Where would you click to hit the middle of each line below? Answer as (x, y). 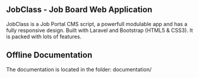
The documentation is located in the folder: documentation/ (79, 69)
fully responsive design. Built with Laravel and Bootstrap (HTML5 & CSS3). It (99, 30)
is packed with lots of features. (44, 36)
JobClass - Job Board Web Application (79, 10)
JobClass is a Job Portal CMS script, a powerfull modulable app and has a (97, 24)
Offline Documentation (49, 55)
